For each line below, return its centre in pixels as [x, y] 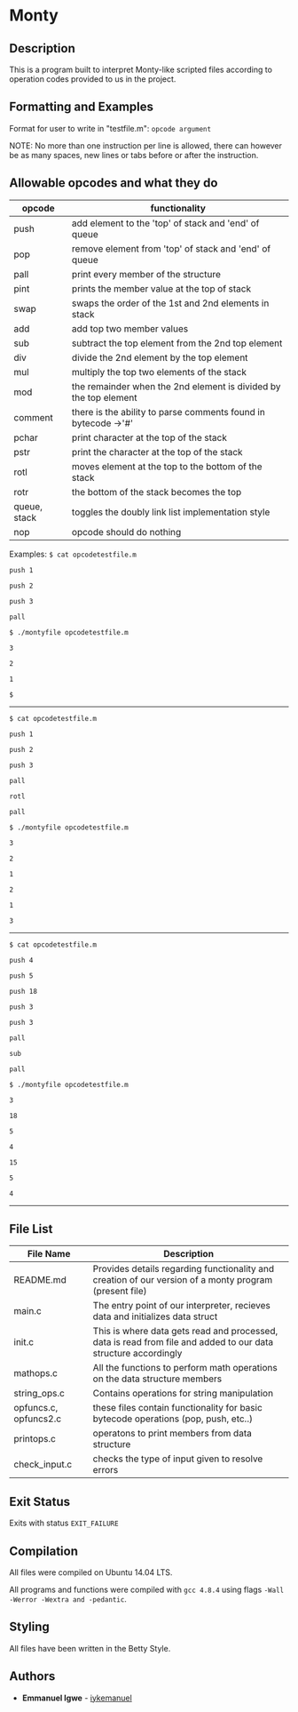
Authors [32, 1676]
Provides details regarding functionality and [184, 1269]
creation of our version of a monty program [183, 1280]
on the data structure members [157, 1379]
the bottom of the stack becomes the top [157, 492]
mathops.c [35, 1373]
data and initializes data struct [155, 1316]
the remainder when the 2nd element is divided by [176, 386]
